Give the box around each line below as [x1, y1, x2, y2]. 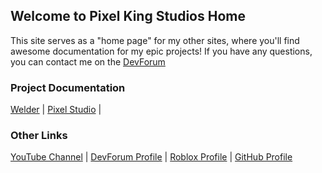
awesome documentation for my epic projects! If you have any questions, [10, 45, 313, 57]
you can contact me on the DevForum [10, 55, 166, 68]
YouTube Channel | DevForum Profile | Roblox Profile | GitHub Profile [10, 151, 293, 163]
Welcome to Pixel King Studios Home [10, 8, 246, 25]
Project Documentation [10, 80, 126, 94]
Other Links [10, 129, 68, 143]
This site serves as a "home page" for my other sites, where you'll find [10, 34, 300, 46]
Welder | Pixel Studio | [10, 104, 102, 116]
